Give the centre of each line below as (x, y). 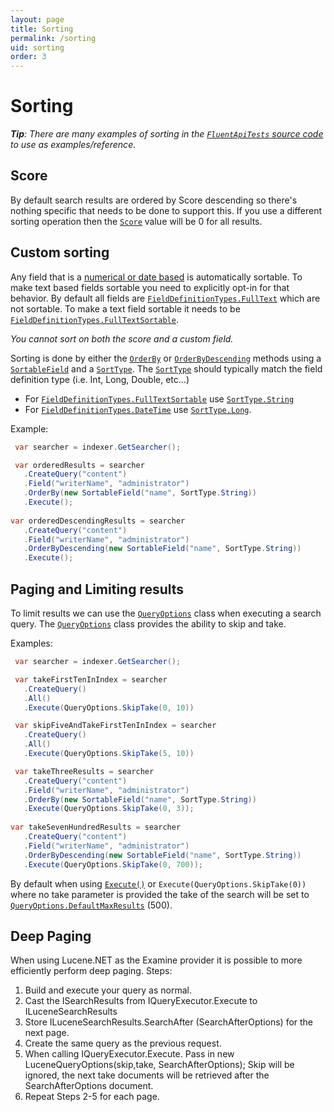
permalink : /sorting (53, 38)
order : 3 (28, 57)
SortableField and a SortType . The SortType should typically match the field (166, 368)
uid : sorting (37, 47)
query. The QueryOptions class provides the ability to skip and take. (148, 624)
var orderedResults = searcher (79, 465)
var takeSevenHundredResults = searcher (96, 827)
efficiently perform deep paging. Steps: (91, 971)
